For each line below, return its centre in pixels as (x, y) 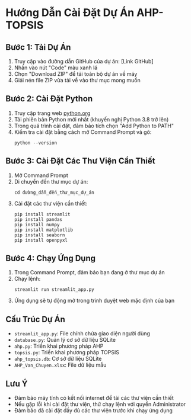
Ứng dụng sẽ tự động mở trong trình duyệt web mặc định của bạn (94, 301)
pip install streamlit (42, 214)
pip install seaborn (39, 235)
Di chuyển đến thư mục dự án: (51, 181)
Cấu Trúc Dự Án (36, 319)
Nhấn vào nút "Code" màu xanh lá (56, 68)
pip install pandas (38, 219)
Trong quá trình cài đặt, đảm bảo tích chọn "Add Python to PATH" (94, 126)
